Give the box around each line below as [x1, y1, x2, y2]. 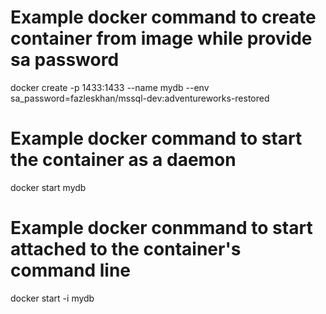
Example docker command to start [10, 127, 303, 150]
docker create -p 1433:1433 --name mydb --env [10, 81, 210, 93]
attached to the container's [10, 238, 242, 261]
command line [10, 259, 132, 282]
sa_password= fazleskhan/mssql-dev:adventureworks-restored [10, 92, 270, 104]
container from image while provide [10, 27, 313, 50]
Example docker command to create [10, 6, 317, 29]
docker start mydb [10, 181, 87, 193]
